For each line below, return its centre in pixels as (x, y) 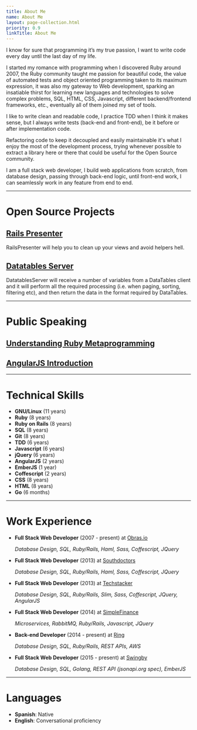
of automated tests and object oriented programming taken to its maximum (96, 80)
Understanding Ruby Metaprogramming (81, 343)
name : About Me (25, 17)
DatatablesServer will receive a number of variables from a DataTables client (98, 280)
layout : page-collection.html (43, 22)
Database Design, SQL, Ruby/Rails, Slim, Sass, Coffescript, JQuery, (96, 595)
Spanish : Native (34, 714)
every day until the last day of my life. (51, 56)
